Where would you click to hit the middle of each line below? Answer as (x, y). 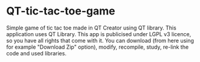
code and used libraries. (36, 53)
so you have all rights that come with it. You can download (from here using (100, 40)
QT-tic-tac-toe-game (61, 11)
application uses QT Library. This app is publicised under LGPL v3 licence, (99, 34)
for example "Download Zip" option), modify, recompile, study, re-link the (98, 47)
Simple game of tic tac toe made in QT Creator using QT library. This (91, 28)
